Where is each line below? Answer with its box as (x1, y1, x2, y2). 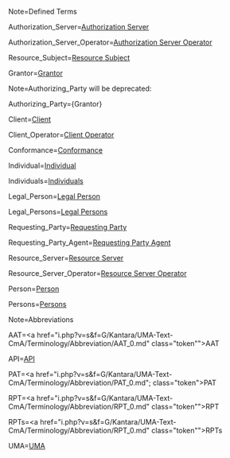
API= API (8, 354, 36, 363)
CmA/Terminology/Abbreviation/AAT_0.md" (8, 339, 150, 348)
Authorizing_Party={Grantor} (8, 99, 103, 108)
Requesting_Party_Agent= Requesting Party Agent (8, 238, 171, 247)
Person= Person (8, 284, 60, 293)
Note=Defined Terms (8, 7, 77, 16)
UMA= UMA (8, 441, 46, 450)
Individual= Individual (8, 161, 76, 170)
